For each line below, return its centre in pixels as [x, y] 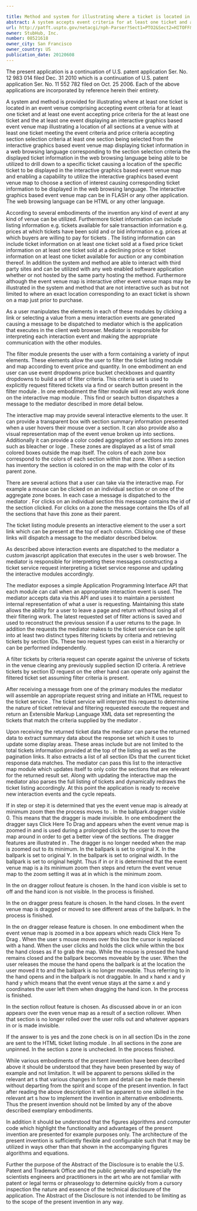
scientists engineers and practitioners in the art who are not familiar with [94, 1176]
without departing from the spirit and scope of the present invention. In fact [97, 1085]
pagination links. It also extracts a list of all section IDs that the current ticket [98, 756]
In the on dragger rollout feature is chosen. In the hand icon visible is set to [96, 885]
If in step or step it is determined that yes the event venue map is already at [97, 805]
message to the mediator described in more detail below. [75, 404]
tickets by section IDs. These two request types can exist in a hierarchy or [95, 641]
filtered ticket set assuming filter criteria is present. [67, 678]
